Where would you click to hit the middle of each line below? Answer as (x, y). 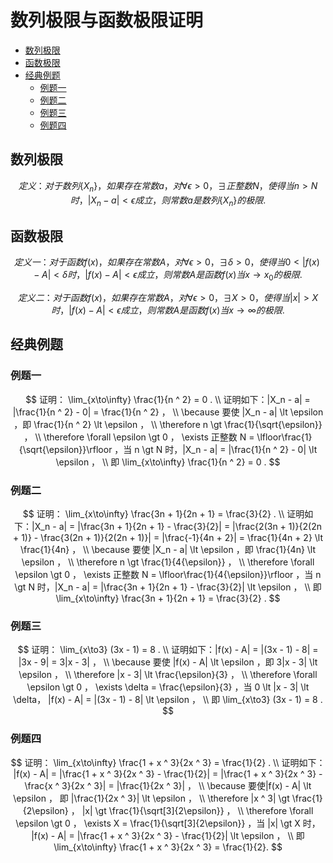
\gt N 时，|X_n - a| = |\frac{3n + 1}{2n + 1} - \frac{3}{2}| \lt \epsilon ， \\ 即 (168, 587)
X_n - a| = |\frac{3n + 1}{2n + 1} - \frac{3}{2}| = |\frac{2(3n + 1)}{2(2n (178, 526)
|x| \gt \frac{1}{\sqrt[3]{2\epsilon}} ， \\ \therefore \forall (197, 810)
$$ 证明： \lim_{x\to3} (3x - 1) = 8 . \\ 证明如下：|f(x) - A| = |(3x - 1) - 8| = (168, 650)
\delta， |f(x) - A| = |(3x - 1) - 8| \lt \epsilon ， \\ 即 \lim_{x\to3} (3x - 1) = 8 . (168, 700)
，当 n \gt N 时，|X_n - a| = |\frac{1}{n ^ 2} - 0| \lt (216, 449)
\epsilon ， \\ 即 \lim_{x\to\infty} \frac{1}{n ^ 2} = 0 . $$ (168, 462)
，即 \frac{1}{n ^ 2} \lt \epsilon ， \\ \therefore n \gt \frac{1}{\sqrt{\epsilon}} (168, 424)
